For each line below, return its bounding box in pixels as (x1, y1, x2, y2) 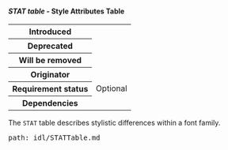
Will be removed (18, 55, 82, 66)
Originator (30, 69, 70, 81)
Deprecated (27, 40, 74, 51)
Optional (96, 83, 128, 94)
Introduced (28, 26, 72, 37)
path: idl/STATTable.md (8, 133, 101, 142)
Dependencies (22, 98, 78, 109)
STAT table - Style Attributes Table (8, 6, 125, 16)
